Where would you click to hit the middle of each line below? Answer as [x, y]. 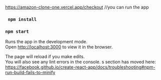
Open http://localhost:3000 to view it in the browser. [59, 47]
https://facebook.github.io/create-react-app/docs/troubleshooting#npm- [80, 67]
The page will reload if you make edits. [45, 57]
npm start [17, 31]
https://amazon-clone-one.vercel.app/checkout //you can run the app [77, 7]
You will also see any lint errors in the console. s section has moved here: [80, 62]
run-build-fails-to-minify [30, 73]
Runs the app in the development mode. [46, 42]
